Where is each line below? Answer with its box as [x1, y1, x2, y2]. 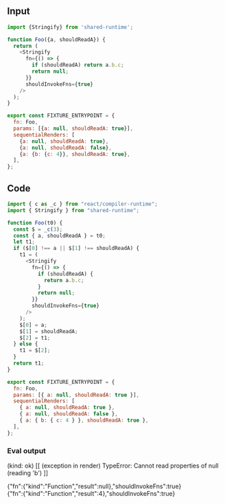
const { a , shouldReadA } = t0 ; [13, 232, 106, 239]
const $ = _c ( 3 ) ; [13, 226, 63, 233]
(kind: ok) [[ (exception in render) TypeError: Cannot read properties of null [7, 461, 219, 470]
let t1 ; [13, 238, 36, 246]
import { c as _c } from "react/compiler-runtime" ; [7, 201, 158, 207]
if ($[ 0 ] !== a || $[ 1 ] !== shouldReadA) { [13, 245, 139, 252]
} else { [13, 341, 38, 347]
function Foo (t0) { [7, 219, 63, 226]
